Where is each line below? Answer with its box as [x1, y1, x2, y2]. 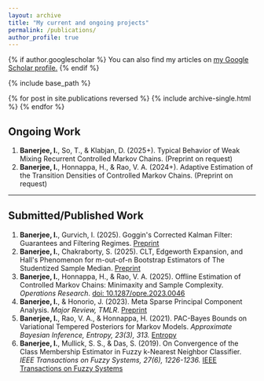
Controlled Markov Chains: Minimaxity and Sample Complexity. [19, 280, 224, 289]
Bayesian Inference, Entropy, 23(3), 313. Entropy [19, 330, 177, 339]
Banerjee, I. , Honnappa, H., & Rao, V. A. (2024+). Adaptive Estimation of [19, 163, 254, 172]
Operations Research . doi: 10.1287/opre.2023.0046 [19, 288, 185, 298]
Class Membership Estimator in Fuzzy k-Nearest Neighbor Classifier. [19, 346, 242, 356]
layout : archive [8, 11, 61, 20]
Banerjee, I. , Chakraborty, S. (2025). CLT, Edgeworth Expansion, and [19, 247, 244, 256]
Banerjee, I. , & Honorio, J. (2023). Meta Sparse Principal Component [19, 296, 243, 306]
